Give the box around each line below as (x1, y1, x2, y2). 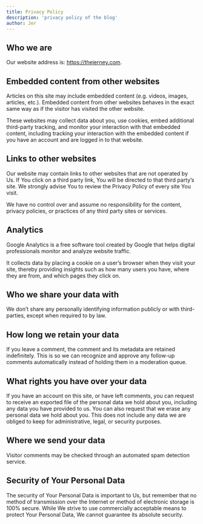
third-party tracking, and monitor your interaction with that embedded (6, 124, 181, 130)
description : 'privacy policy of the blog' (6, 15, 118, 21)
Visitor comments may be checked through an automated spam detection (6, 451, 190, 459)
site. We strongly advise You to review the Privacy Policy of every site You (6, 182, 191, 190)
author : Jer (6, 20, 36, 26)
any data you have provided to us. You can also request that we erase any (6, 405, 191, 413)
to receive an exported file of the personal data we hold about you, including (6, 399, 197, 406)
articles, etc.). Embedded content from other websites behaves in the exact (6, 99, 195, 106)
